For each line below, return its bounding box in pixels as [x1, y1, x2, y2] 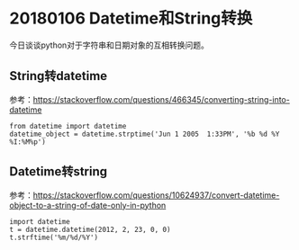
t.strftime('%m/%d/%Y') [9, 233, 99, 242]
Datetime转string [9, 164, 108, 180]
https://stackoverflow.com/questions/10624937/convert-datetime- [32, 190, 280, 201]
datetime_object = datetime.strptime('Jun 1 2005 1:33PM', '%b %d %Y [9, 129, 280, 138]
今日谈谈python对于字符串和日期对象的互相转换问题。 [9, 40, 209, 50]
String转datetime [9, 68, 108, 84]
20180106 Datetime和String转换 [9, 8, 253, 29]
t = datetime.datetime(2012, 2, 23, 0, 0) [9, 225, 171, 234]
